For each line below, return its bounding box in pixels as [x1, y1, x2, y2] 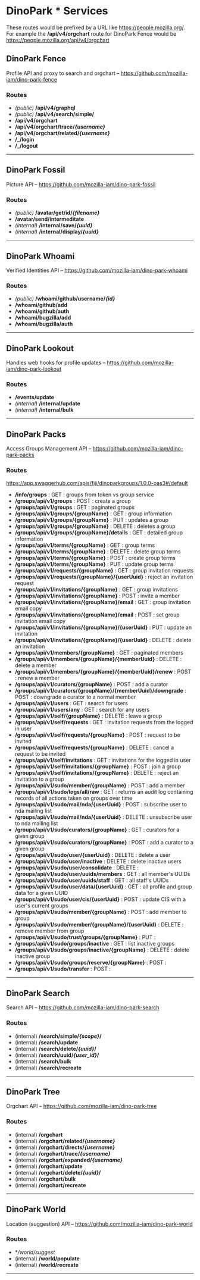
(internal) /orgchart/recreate [14, 1181, 86, 1188]
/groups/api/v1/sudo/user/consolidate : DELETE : [14, 864, 139, 871]
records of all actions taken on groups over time [14, 794, 133, 802]
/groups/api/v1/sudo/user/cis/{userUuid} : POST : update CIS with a [14, 896, 186, 903]
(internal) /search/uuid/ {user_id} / [14, 1051, 99, 1059]
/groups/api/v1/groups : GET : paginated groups [14, 504, 135, 511]
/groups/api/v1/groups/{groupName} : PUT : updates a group [14, 517, 168, 524]
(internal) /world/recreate [14, 1261, 79, 1268]
